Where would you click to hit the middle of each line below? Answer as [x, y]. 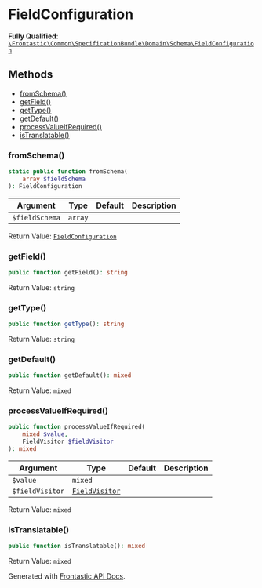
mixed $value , [45, 434]
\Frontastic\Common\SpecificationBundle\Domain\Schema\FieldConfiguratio [131, 44]
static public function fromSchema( [68, 172]
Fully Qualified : [33, 36]
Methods [31, 75]
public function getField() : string [68, 272]
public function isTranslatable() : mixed [77, 546]
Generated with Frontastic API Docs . [67, 576]
